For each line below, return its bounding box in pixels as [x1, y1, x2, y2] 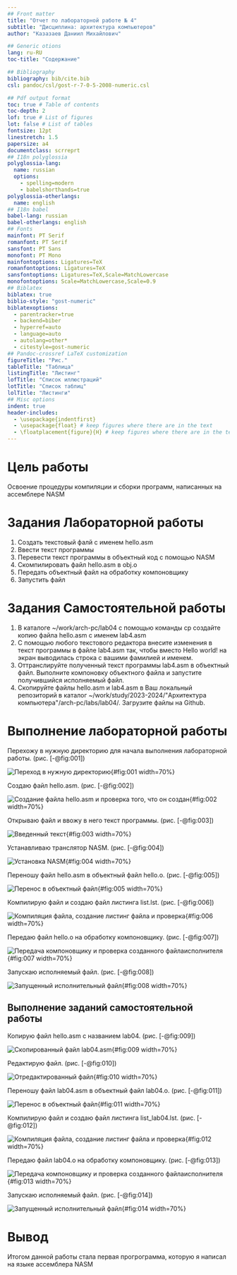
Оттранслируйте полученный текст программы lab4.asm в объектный [17, 661, 229, 669]
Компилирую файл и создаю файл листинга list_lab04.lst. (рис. [7, 1114, 195, 1122]
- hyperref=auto [13, 324, 61, 331]
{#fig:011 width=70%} [97, 1099, 161, 1108]
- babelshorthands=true [20, 186, 90, 193]
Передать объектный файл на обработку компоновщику [17, 568, 189, 576]
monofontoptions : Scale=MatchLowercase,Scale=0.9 [7, 278, 157, 286]
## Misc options [7, 396, 55, 403]
